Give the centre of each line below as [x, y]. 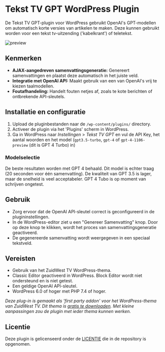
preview [20, 145]
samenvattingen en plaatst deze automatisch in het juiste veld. [75, 76]
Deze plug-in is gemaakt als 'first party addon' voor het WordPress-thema [81, 301]
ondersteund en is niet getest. [43, 281]
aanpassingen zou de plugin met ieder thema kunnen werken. [68, 312]
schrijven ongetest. [25, 184]
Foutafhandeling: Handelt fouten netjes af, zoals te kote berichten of [82, 91]
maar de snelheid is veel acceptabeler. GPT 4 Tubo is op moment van [76, 179]
